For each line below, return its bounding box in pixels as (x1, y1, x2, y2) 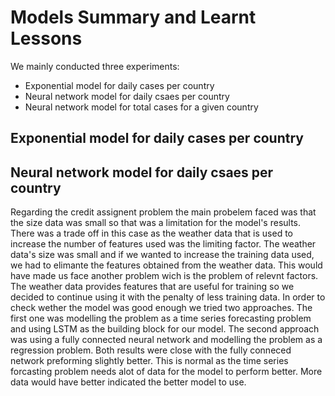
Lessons (10, 27, 83, 50)
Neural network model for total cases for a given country (24, 101, 259, 113)
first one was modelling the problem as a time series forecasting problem (10, 312, 312, 325)
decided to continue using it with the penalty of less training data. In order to (10, 291, 326, 303)
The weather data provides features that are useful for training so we (10, 281, 295, 293)
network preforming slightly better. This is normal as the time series (10, 355, 289, 367)
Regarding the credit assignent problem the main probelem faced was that (10, 206, 317, 218)
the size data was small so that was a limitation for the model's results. (10, 217, 302, 229)
